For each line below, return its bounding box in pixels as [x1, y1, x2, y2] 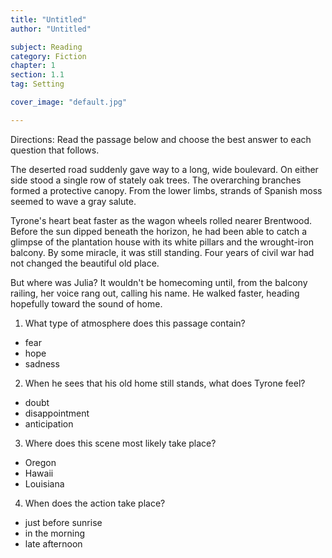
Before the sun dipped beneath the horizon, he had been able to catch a [10, 225, 308, 237]
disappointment [24, 407, 90, 419]
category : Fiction [10, 51, 87, 61]
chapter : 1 [10, 61, 56, 71]
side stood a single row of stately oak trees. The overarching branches [10, 174, 302, 186]
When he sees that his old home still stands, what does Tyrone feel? [24, 377, 306, 389]
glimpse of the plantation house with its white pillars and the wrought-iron [10, 236, 314, 248]
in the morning [24, 527, 86, 539]
